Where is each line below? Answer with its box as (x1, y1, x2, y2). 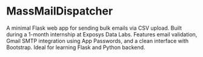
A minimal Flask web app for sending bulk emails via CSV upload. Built (6, 24, 182, 32)
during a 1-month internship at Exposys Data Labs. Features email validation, (6, 30, 198, 38)
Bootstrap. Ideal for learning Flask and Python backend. (6, 44, 145, 51)
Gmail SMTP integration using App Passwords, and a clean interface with (6, 37, 189, 44)
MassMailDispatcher (6, 4, 113, 18)
